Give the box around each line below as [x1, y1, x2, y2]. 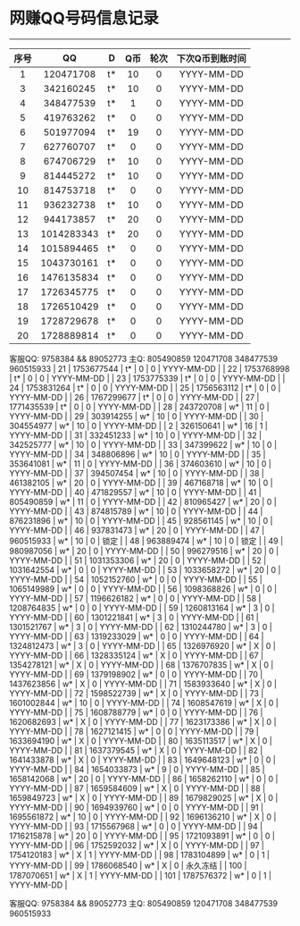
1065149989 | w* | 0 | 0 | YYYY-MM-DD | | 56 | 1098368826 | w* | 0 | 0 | [9, 583, 278, 594]
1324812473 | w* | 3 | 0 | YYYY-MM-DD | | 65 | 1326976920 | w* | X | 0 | [9, 640, 277, 651]
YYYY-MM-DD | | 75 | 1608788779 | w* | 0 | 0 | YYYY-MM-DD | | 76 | [9, 707, 263, 718]
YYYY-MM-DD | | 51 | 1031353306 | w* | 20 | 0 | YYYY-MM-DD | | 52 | [9, 555, 267, 566]
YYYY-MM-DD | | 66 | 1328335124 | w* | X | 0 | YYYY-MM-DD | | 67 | [9, 650, 264, 661]
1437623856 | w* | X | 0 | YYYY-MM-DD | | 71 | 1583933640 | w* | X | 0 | [9, 678, 278, 689]
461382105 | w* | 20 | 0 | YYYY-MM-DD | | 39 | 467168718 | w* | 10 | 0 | [9, 477, 274, 488]
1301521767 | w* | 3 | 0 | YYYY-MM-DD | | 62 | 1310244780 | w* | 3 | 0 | [9, 621, 272, 632]
